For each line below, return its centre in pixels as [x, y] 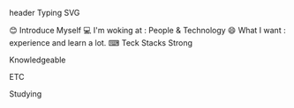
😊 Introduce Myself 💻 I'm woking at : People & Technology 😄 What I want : [147, 30]
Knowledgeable [38, 60]
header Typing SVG [45, 13]
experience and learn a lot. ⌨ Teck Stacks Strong [101, 43]
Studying [26, 94]
